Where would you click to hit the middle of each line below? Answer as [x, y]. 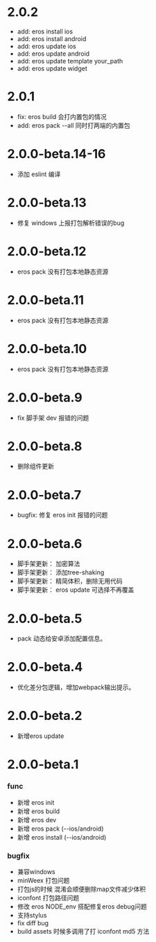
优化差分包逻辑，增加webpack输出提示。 [76, 687]
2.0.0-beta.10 [47, 348]
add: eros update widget [52, 68]
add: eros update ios [46, 46]
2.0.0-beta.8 [45, 446]
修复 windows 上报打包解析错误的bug [71, 223]
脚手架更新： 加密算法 [49, 564]
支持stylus [32, 915]
